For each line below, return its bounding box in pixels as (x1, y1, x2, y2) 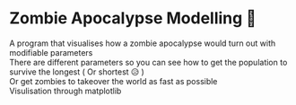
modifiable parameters (9, 47, 93, 57)
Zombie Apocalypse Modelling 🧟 (9, 8, 257, 29)
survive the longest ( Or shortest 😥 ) (9, 66, 145, 77)
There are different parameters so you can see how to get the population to (9, 57, 288, 67)
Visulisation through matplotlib (9, 85, 122, 96)
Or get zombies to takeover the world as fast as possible (9, 75, 218, 86)
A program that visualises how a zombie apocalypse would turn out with (9, 38, 276, 48)
